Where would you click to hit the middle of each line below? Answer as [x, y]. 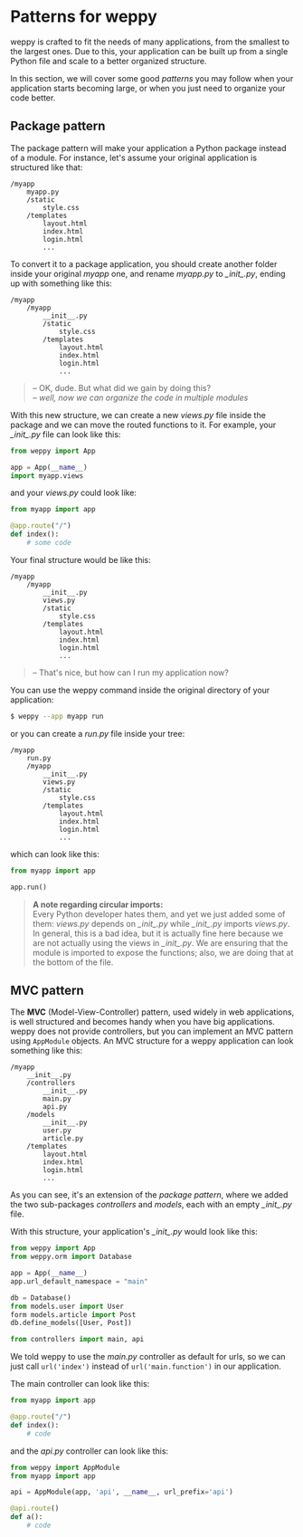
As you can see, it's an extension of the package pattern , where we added [149, 1195]
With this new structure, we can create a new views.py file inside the [138, 415]
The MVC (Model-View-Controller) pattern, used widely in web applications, [152, 1012]
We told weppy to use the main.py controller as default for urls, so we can [148, 1357]
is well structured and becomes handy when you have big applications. [142, 1022]
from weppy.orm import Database [71, 1257]
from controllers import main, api [77, 1340]
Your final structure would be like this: [81, 559]
